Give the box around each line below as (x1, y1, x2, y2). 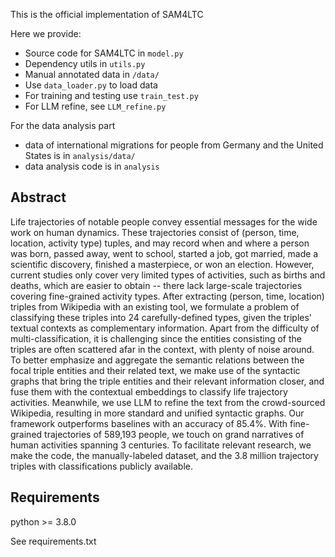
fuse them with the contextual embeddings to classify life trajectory (10, 385, 288, 398)
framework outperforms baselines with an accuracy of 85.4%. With (10, 417, 288, 429)
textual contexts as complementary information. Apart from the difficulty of (10, 322, 320, 334)
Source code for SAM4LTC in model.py (24, 47, 184, 59)
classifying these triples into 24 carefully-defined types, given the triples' (10, 311, 313, 323)
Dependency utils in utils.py (24, 58, 146, 69)
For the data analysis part (10, 120, 116, 131)
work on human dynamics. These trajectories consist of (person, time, (10, 226, 300, 238)
